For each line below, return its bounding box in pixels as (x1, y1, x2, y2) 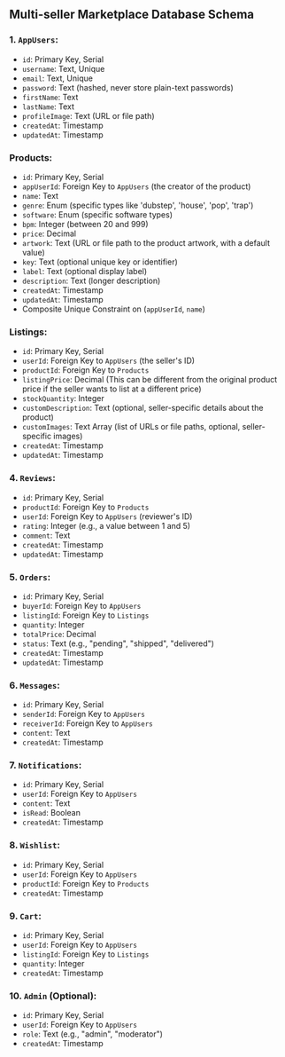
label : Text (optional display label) (21, 265, 148, 276)
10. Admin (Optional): (9, 990, 97, 1002)
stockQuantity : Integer (21, 393, 104, 404)
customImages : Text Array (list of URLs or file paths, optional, (21, 422, 241, 432)
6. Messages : (9, 679, 60, 691)
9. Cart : (9, 910, 42, 922)
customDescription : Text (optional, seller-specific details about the (21, 403, 264, 414)
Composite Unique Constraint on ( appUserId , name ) (21, 304, 206, 314)
